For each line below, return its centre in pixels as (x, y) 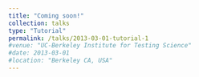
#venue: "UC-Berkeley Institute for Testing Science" (100, 46)
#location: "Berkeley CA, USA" (61, 61)
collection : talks (39, 23)
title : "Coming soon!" (46, 16)
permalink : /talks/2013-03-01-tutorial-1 (79, 38)
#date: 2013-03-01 (39, 53)
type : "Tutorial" (37, 30)
